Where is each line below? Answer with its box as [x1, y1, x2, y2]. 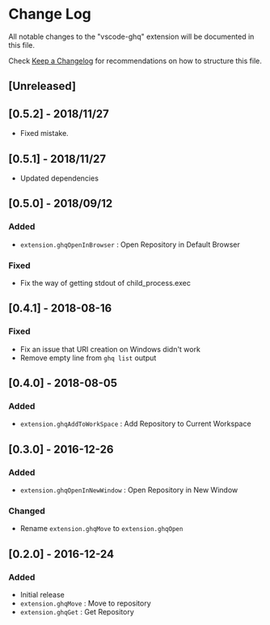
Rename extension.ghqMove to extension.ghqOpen [19, 524, 184, 534]
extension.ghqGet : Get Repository [19, 606, 135, 616]
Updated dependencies [19, 173, 99, 183]
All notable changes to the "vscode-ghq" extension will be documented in [8, 32, 255, 41]
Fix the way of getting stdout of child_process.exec [19, 278, 192, 287]
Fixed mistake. [19, 129, 69, 138]
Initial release [19, 589, 65, 599]
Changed [8, 505, 46, 517]
